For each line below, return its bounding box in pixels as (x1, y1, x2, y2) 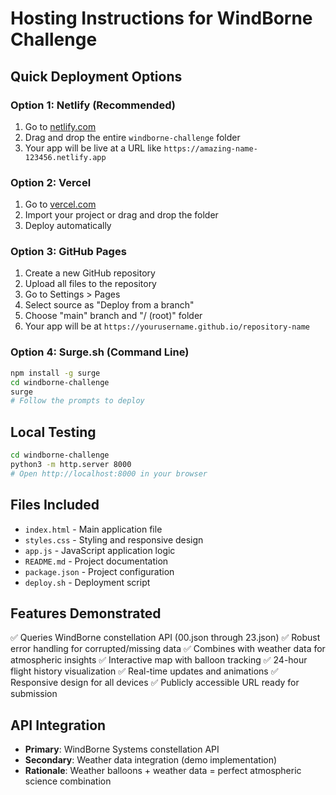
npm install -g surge (10, 368, 101, 378)
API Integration (10, 717, 107, 734)
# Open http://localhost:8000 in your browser (10, 468, 208, 479)
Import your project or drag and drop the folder (24, 209, 219, 221)
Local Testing (10, 423, 97, 441)
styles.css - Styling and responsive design (24, 533, 204, 546)
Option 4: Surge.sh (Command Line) (10, 345, 190, 359)
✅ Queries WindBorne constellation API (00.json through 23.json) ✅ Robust (10, 632, 321, 644)
